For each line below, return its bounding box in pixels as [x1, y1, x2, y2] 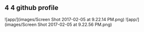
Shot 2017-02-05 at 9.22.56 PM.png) [38, 21, 112, 27]
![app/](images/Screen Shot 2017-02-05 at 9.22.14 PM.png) [4, 16, 125, 22]
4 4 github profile [4, 4, 59, 12]
